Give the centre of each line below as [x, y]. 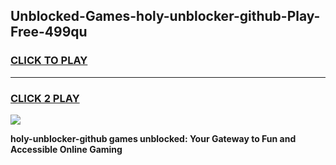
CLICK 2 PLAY [45, 98]
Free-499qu [49, 32]
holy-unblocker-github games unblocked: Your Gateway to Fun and [153, 138]
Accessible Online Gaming [66, 149]
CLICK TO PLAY [49, 61]
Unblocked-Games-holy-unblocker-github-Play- [165, 16]
